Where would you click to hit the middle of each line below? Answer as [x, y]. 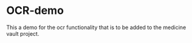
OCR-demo [35, 11]
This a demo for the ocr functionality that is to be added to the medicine [96, 27]
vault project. [23, 33]
